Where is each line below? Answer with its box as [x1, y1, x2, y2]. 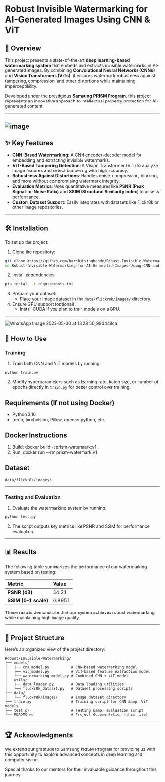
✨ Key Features [5, 139, 53, 147]
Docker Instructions [5, 431, 67, 440]
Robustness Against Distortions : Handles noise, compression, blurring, [12, 173, 158, 179]
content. [27, 103, 44, 109]
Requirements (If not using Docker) [5, 398, 115, 407]
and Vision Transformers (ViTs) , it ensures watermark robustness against [5, 73, 156, 78]
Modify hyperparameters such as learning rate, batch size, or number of [12, 379, 159, 385]
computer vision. [5, 757, 39, 763]
